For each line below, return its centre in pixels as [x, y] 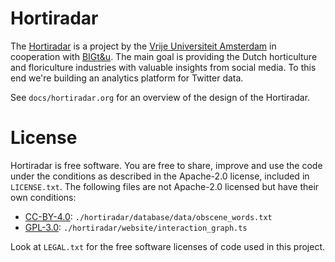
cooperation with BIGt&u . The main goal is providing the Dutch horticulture [164, 56]
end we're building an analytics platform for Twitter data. [127, 78]
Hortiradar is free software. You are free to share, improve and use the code [166, 165]
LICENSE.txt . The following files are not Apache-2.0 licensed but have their [165, 186]
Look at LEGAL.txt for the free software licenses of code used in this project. [167, 246]
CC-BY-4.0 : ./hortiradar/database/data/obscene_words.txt [148, 216]
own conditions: [43, 197]
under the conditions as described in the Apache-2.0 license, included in [160, 176]
